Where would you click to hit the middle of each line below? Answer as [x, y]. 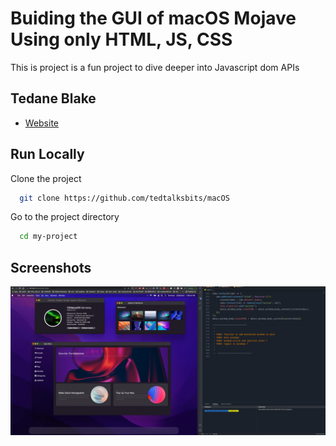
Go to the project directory [65, 217]
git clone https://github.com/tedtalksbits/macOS [124, 198]
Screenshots [51, 267]
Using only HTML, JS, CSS [121, 39]
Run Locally [47, 154]
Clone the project [46, 178]
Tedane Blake [53, 98]
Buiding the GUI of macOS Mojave [153, 18]
